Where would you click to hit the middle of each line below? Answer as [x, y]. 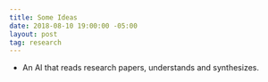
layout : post [33, 34]
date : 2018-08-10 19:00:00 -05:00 [74, 26]
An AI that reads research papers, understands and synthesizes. [141, 68]
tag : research [36, 42]
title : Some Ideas [43, 17]
